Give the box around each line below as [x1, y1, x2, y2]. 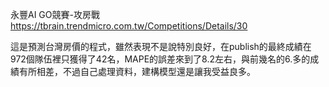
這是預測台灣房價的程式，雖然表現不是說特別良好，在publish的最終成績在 [10, 41, 312, 52]
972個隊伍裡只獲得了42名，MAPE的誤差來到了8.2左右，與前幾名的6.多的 [10, 53, 311, 65]
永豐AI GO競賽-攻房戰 [10, 9, 100, 20]
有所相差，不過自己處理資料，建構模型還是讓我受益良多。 [18, 66, 256, 77]
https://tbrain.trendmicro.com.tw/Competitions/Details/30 [10, 20, 248, 32]
